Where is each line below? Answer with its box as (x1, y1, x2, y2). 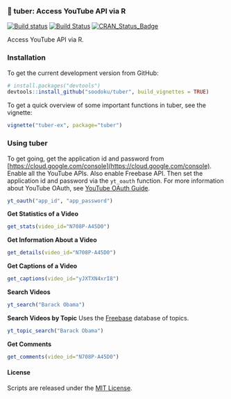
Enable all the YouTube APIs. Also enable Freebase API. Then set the (7, 169, 203, 177)
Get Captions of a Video (7, 262, 78, 270)
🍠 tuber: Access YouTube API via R (7, 6, 126, 16)
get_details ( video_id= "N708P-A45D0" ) (7, 250, 117, 256)
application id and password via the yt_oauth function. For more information (7, 177, 224, 185)
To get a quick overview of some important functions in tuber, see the (7, 101, 207, 110)
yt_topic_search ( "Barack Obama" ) (7, 327, 104, 334)
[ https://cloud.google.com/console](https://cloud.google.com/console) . (7, 161, 212, 170)
